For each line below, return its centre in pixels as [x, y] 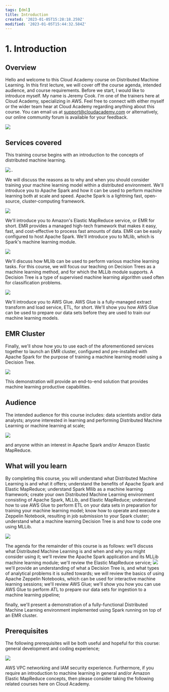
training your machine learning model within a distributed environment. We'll [84, 185]
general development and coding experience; [52, 649]
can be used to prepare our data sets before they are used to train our [78, 313]
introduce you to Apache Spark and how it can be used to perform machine [84, 190]
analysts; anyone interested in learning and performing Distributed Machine [84, 420]
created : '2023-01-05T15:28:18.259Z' [45, 19]
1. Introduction [36, 49]
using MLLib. [19, 526]
